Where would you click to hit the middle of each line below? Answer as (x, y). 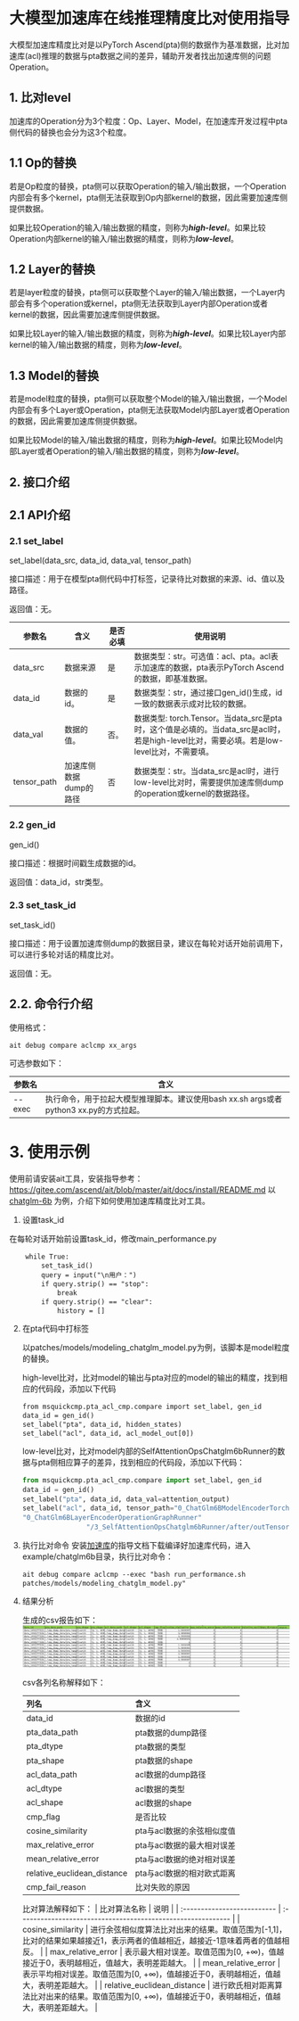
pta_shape (45, 1760)
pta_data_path (52, 1732)
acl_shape (45, 1802)
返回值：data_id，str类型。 (59, 882)
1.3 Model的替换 (54, 375)
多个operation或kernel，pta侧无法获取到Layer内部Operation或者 (150, 303)
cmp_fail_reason (56, 1886)
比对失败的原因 (162, 1887)
